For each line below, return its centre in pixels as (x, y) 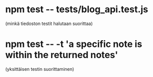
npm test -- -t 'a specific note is (74, 44)
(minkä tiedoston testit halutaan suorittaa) (49, 23)
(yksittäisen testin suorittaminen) (40, 69)
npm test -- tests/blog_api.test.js (77, 9)
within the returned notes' (62, 55)
